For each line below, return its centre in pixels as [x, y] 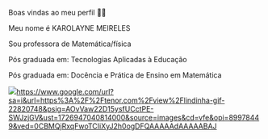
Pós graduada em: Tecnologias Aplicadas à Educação [98, 59]
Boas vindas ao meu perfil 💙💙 [57, 13]
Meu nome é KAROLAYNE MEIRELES [69, 28]
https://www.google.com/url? [65, 92]
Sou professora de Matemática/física [70, 44]
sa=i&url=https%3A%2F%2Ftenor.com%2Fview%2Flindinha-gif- [117, 100]
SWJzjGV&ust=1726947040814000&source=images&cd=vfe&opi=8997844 [134, 118]
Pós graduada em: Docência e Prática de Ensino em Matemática [115, 75]
